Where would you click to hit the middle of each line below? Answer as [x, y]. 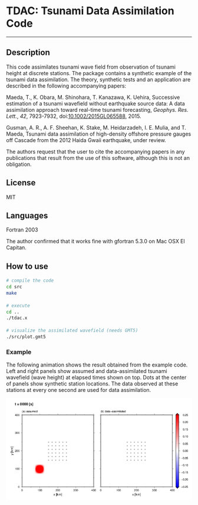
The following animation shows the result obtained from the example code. [97, 365]
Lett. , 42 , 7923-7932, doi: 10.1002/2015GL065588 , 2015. [74, 116]
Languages [27, 215]
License [21, 183]
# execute [18, 305]
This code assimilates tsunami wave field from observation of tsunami [91, 67]
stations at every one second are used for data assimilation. [79, 390]
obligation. [19, 164]
